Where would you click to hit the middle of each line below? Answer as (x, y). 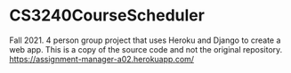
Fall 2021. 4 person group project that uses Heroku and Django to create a (145, 40)
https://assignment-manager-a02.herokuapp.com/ (101, 59)
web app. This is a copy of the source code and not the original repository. (146, 49)
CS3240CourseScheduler (107, 16)
